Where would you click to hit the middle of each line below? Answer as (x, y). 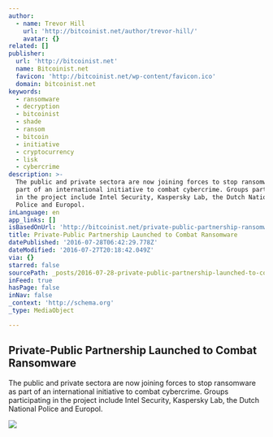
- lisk (27, 159)
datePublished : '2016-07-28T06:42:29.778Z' (83, 243)
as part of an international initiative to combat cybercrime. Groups (119, 392)
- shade (29, 122)
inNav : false (30, 296)
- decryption (38, 106)
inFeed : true (30, 280)
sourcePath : (28, 273)
